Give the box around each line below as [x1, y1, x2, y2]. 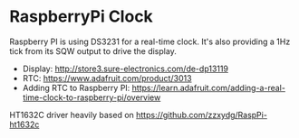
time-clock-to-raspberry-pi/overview [22, 92, 161, 103]
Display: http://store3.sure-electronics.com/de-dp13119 [22, 63, 229, 74]
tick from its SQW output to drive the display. [9, 45, 177, 56]
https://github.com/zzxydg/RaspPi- [135, 109, 267, 120]
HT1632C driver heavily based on [9, 109, 134, 120]
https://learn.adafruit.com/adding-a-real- [131, 82, 285, 93]
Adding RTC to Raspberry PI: [22, 82, 130, 93]
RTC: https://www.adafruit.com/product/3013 [22, 72, 192, 83]
